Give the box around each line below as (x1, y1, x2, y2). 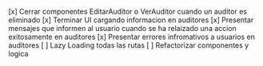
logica (8, 49, 29, 58)
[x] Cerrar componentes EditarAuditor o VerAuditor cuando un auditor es (8, 7, 248, 16)
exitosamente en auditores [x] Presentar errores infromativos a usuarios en (8, 32, 256, 41)
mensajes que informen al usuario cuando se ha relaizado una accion (8, 24, 237, 33)
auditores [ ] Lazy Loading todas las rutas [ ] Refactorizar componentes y (8, 41, 249, 50)
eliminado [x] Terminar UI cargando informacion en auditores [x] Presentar (8, 15, 254, 25)
